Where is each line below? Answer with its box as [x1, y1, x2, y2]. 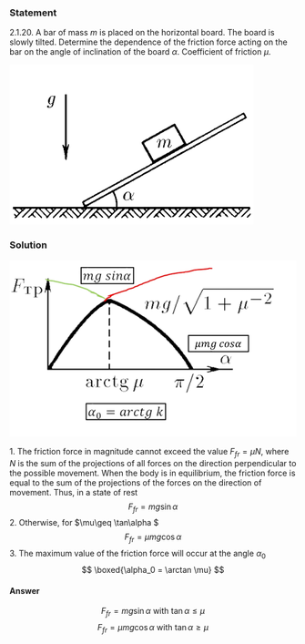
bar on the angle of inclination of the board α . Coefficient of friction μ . [9, 46, 271, 57]
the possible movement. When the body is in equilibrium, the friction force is [9, 467, 296, 478]
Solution [9, 239, 48, 251]
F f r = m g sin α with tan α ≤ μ [100, 606, 206, 618]
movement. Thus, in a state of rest [9, 486, 138, 497]
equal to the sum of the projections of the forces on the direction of [9, 476, 262, 488]
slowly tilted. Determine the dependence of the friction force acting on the [9, 36, 289, 47]
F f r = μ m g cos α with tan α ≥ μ [97, 622, 209, 635]
